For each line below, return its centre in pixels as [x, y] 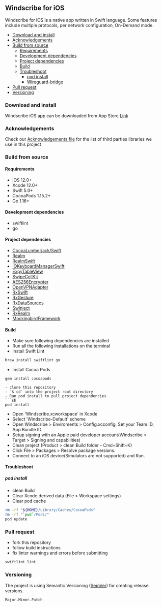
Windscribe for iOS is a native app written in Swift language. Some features [81, 20]
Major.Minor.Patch [24, 600]
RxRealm [21, 313]
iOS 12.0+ [22, 180]
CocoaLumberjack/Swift [37, 250]
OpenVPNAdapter [30, 287]
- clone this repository [30, 387]
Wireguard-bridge [45, 82]
